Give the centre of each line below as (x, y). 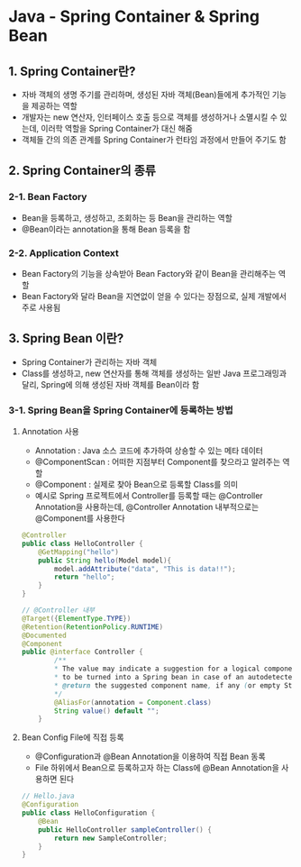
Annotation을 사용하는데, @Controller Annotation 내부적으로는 (147, 507)
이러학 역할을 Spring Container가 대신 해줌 (117, 128)
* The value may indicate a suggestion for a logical (157, 669)
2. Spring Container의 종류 (82, 171)
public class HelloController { (82, 543)
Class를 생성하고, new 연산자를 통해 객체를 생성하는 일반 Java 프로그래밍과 (154, 373)
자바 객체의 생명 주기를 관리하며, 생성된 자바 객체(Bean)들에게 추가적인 (146, 95)
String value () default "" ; (107, 711)
